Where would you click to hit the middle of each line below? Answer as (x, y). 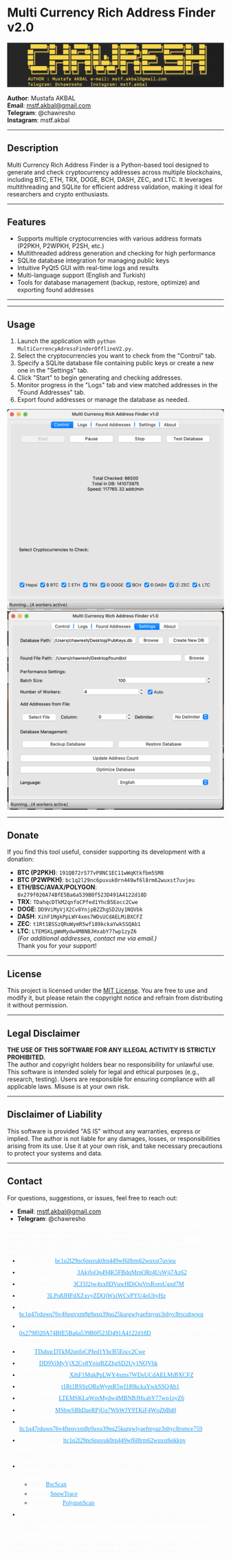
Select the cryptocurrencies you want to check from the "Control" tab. (117, 356)
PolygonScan (78, 1503)
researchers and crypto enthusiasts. (58, 194)
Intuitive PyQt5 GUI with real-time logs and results (88, 268)
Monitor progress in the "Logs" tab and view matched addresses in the (117, 385)
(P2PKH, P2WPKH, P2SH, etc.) (60, 246)
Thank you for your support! (57, 946)
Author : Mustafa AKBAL (41, 98)
